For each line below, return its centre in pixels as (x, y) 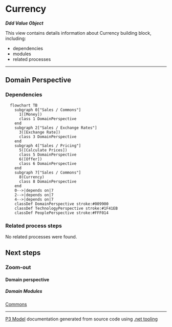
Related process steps (34, 226)
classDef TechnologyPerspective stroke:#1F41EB (66, 208)
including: (16, 38)
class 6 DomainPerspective (48, 163)
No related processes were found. (41, 236)
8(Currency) (31, 177)
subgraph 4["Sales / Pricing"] (48, 146)
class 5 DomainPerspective (48, 155)
